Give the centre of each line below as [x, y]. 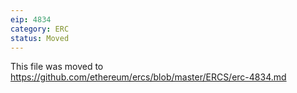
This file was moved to [57, 67]
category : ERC [40, 29]
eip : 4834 [31, 19]
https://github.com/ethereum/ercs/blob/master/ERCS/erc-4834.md [148, 77]
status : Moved [40, 38]
